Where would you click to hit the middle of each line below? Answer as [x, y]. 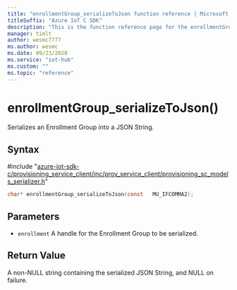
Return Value [36, 256]
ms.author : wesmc [33, 47]
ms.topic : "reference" [41, 73]
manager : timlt [30, 34]
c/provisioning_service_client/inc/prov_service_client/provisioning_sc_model [118, 174]
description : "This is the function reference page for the [98, 27]
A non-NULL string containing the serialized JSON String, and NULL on [110, 272]
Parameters [34, 216]
